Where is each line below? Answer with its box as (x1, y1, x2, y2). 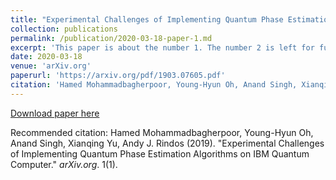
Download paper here (10, 107, 100, 119)
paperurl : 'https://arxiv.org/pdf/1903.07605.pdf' (10, 71, 226, 81)
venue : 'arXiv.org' (10, 61, 92, 71)
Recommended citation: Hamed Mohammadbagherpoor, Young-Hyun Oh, (10, 126, 314, 138)
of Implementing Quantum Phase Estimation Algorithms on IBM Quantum (10, 147, 310, 160)
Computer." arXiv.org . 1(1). (10, 158, 118, 170)
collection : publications (10, 24, 118, 34)
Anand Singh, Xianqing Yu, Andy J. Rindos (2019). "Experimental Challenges (10, 137, 325, 149)
